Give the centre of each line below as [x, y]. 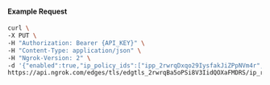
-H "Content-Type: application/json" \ [75, 51]
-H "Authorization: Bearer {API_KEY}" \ [77, 43]
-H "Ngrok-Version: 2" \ [49, 58]
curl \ [19, 28]
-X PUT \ [22, 36]
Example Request [37, 11]
